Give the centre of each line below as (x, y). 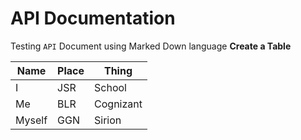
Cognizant (118, 104)
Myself (31, 120)
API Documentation (93, 18)
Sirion (108, 120)
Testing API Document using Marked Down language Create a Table (151, 46)
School (110, 87)
